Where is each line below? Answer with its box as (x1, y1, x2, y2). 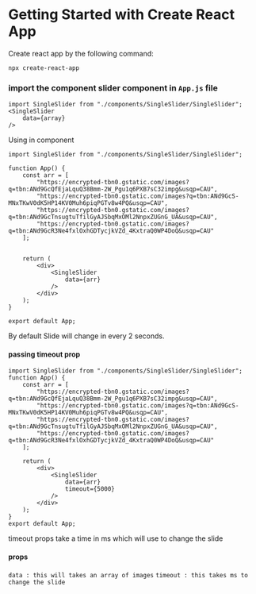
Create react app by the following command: (8, 48, 155, 58)
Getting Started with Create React (8, 6, 235, 24)
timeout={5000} (64, 485, 115, 493)
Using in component (8, 135, 75, 145)
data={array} (22, 114, 66, 122)
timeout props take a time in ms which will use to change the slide (8, 534, 224, 543)
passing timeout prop (8, 349, 81, 359)
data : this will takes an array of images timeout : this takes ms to (8, 571, 248, 579)
